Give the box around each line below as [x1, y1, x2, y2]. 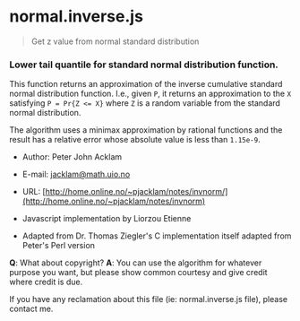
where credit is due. [9, 276, 83, 288]
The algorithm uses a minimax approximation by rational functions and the [9, 125, 283, 135]
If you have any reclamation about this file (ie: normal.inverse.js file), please [9, 294, 288, 305]
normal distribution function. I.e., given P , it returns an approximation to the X [9, 88, 292, 100]
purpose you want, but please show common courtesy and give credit [9, 267, 268, 278]
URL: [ [21, 187, 47, 197]
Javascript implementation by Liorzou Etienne [21, 213, 192, 224]
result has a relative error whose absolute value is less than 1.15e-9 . [9, 134, 261, 145]
